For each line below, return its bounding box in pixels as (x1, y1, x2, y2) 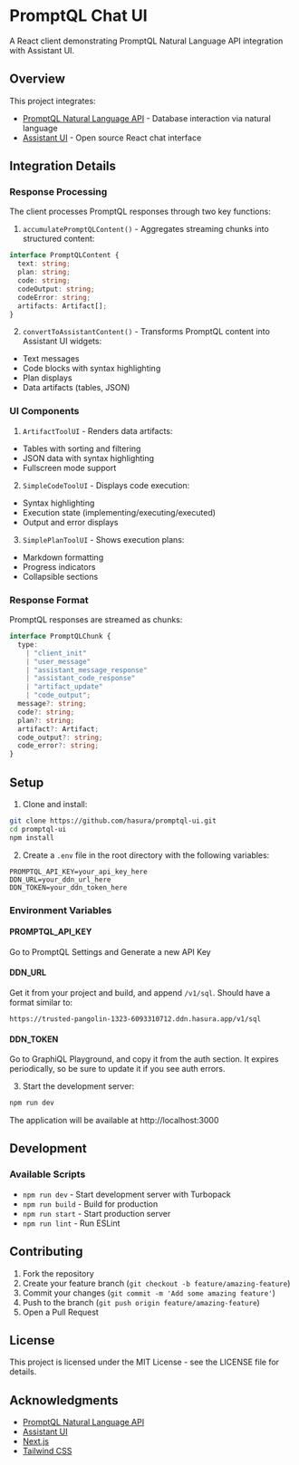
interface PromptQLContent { (9, 251, 120, 260)
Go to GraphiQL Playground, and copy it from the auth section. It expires (9, 1054, 279, 1065)
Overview (9, 72, 66, 87)
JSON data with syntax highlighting (22, 452, 155, 463)
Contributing (9, 1244, 83, 1259)
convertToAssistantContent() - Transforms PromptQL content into (22, 326, 270, 337)
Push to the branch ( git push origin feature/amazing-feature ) (22, 1296, 260, 1307)
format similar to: (9, 997, 73, 1007)
